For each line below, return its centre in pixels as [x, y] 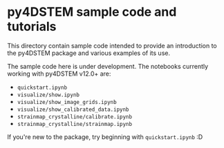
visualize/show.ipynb [48, 95]
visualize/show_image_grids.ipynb [67, 102]
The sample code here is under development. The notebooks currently [108, 66]
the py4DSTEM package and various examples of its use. [89, 53]
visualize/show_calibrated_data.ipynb [73, 109]
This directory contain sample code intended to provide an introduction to [112, 45]
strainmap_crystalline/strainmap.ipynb [75, 124]
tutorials [32, 27]
